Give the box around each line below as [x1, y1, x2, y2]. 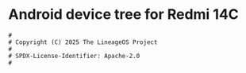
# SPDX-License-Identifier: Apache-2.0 [8, 52, 140, 60]
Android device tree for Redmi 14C [8, 5, 240, 24]
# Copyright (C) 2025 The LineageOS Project [8, 38, 158, 46]
